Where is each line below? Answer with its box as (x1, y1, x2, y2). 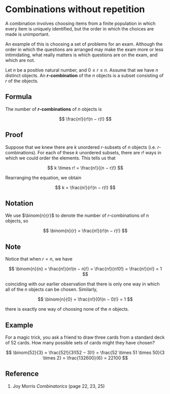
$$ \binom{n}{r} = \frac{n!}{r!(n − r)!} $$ (43, 227, 128, 234)
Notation (5, 199, 34, 208)
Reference (5, 370, 39, 378)
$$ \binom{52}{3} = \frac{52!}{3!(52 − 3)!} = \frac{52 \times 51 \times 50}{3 (6, 349, 165, 355)
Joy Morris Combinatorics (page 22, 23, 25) (12, 383, 105, 389)
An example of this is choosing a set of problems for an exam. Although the (5, 41, 163, 47)
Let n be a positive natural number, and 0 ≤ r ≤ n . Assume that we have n (5, 67, 158, 73)
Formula (5, 92, 32, 101)
